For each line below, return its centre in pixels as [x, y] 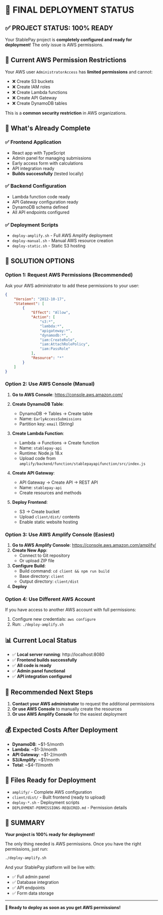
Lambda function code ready [41, 196]
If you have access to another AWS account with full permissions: [71, 610]
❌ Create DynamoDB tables [40, 103]
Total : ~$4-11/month [33, 765]
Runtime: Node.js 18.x [41, 453]
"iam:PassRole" [55, 349]
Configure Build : [29, 566]
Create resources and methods [50, 493]
